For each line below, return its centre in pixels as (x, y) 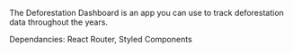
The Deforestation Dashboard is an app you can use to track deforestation (147, 13)
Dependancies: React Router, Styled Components (101, 39)
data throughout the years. (58, 22)
